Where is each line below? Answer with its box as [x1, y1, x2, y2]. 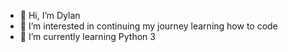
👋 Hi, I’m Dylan [19, 10, 81, 21]
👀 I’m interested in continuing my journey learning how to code [19, 20, 278, 32]
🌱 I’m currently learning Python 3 [19, 31, 156, 42]
